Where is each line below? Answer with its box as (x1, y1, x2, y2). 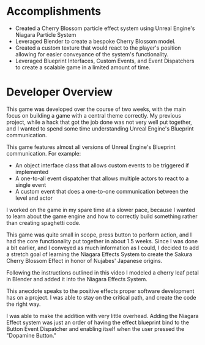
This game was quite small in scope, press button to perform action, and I (6, 231, 192, 238)
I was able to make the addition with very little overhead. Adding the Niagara (6, 312, 199, 319)
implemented (15, 168, 49, 175)
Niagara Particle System (15, 31, 76, 38)
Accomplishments (6, 4, 102, 18)
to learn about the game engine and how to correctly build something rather (6, 213, 198, 220)
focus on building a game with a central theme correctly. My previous (6, 112, 182, 119)
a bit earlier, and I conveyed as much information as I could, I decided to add (6, 244, 199, 251)
